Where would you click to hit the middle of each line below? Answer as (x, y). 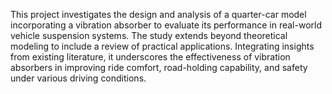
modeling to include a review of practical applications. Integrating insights (162, 46)
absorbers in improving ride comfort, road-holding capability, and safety (159, 67)
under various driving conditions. (78, 78)
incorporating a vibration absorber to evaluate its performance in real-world (166, 25)
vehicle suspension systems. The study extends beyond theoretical (149, 35)
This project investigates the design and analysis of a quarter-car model (158, 14)
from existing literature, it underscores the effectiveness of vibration (150, 57)
